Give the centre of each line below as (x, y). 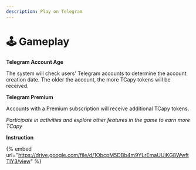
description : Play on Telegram (44, 11)
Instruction (20, 137)
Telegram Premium (30, 97)
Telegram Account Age (35, 62)
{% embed (19, 149)
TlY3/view (18, 161)
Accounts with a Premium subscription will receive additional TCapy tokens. (98, 108)
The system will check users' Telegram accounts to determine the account (96, 73)
